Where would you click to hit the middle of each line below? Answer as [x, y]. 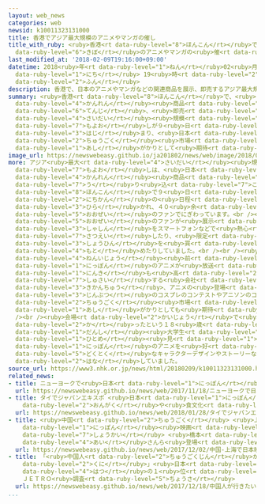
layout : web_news [37, 15]
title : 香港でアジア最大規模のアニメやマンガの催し [82, 38]
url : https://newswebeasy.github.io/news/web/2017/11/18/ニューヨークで [133, 391]
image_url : [26, 155]
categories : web [35, 23]
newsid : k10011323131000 [49, 30]
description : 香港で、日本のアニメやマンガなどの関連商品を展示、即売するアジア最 [128, 89]
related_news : [32, 376]
